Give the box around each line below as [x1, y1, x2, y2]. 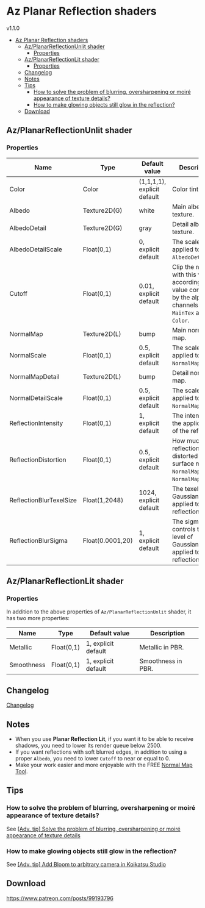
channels [171, 301, 198, 309]
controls [171, 524, 196, 533]
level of [171, 532, 193, 541]
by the [171, 293, 190, 301]
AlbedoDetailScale [9, 245, 63, 254]
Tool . [15, 767, 28, 775]
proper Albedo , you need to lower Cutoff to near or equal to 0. [15, 754, 171, 762]
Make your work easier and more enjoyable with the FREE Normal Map [15, 761, 193, 768]
